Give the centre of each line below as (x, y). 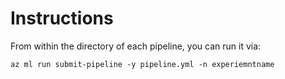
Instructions (62, 18)
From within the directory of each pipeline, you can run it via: (136, 46)
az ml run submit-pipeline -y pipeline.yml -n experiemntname (142, 64)
